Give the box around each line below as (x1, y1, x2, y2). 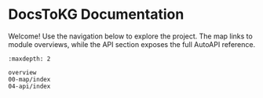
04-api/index (8, 82, 51, 90)
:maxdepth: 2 (8, 55, 51, 63)
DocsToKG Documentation (8, 5, 184, 24)
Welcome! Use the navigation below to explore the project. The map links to (8, 31, 253, 41)
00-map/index (8, 75, 51, 83)
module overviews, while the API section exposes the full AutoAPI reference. (8, 39, 256, 49)
